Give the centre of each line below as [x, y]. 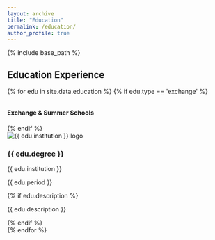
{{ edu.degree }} [36, 154]
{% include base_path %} [44, 53]
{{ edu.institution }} [35, 168]
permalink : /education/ [42, 26]
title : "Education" [35, 20]
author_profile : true [39, 33]
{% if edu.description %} [43, 195]
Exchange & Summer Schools [51, 113]
